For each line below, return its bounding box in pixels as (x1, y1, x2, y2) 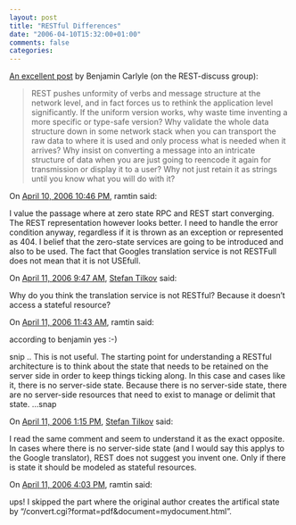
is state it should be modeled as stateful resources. (9, 462, 197, 473)
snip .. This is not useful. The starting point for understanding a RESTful (9, 352, 272, 362)
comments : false (9, 37, 70, 47)
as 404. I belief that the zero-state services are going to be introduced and (9, 237, 284, 247)
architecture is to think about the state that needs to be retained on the (9, 361, 269, 371)
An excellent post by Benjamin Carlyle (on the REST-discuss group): (9, 71, 259, 81)
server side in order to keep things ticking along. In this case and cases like (9, 371, 286, 381)
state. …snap (9, 399, 57, 410)
